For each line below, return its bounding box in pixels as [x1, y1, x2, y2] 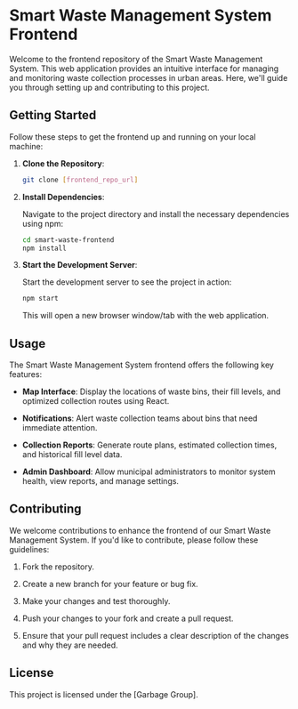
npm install [21, 244, 67, 253]
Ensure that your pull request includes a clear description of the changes [21, 630, 289, 641]
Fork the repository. [21, 561, 95, 572]
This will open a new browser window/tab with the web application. [21, 310, 270, 321]
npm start [21, 294, 60, 303]
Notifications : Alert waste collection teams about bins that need [21, 413, 258, 423]
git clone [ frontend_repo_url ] [21, 175, 139, 184]
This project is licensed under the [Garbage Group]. [9, 689, 198, 699]
